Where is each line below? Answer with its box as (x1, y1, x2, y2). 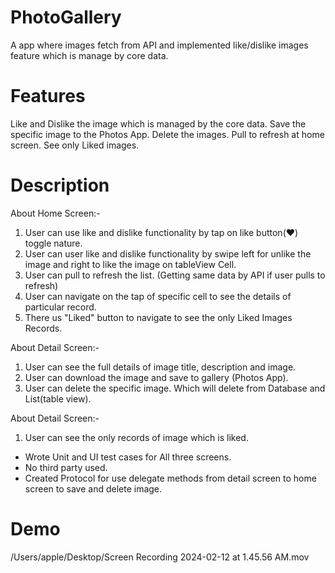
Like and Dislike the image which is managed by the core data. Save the (10, 117, 307, 130)
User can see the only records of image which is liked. (24, 431, 249, 443)
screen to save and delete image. (24, 482, 163, 495)
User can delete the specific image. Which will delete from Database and (24, 382, 326, 394)
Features (10, 85, 86, 108)
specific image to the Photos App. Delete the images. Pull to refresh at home (10, 128, 325, 140)
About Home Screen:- (10, 207, 101, 219)
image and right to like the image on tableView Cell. (24, 258, 237, 270)
